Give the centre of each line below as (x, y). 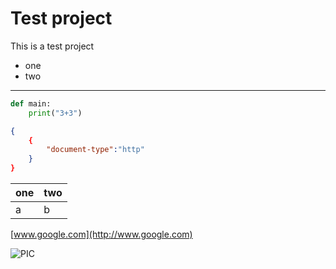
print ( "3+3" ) (55, 113)
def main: (31, 103)
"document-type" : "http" (95, 150)
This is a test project (52, 46)
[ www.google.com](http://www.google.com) (101, 234)
